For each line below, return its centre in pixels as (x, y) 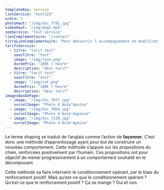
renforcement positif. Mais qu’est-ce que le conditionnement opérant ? (76, 177)
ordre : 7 (14, 19)
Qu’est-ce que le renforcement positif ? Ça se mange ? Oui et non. (72, 182)
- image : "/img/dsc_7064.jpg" (40, 109)
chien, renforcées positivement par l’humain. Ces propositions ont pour (77, 152)
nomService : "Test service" (34, 32)
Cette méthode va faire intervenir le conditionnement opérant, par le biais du (82, 172)
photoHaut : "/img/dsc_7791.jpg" (38, 23)
